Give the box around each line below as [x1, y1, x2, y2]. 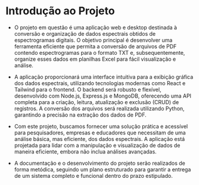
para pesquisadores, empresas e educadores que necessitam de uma [14, 129, 186, 136]
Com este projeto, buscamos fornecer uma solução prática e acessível [14, 123, 188, 130]
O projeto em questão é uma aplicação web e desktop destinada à [14, 24, 177, 31]
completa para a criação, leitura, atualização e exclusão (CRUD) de [14, 98, 179, 105]
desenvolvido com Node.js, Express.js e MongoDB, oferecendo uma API [14, 92, 192, 99]
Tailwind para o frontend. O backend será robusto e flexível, [14, 86, 161, 93]
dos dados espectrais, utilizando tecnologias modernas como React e [14, 79, 186, 87]
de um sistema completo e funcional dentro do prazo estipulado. [14, 172, 173, 179]
